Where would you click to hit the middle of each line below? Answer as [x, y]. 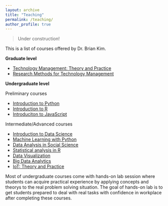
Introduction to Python [36, 104]
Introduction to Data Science [42, 134]
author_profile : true [28, 24]
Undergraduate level [27, 84]
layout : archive [22, 10]
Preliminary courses [26, 94]
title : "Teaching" [25, 15]
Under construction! [39, 39]
